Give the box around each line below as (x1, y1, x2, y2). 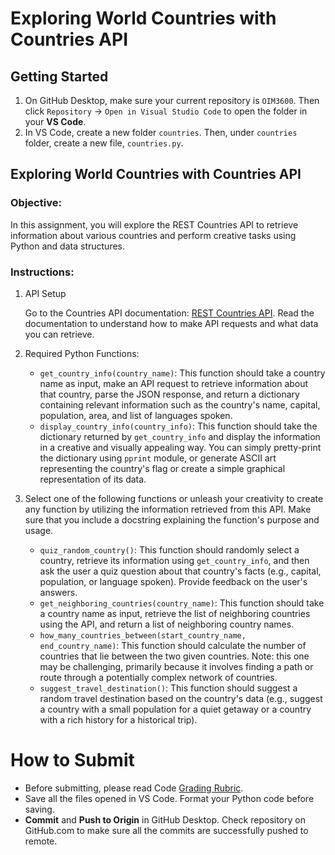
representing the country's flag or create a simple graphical (39, 462, 286, 474)
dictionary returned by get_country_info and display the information (39, 430, 321, 442)
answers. (39, 586, 78, 598)
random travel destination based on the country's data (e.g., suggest (39, 692, 323, 704)
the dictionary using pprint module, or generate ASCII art (39, 452, 277, 464)
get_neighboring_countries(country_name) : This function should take (39, 597, 325, 609)
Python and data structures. (10, 240, 125, 252)
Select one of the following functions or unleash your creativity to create (24, 492, 324, 504)
